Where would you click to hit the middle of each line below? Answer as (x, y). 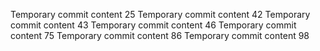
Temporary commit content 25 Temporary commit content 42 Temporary (160, 14)
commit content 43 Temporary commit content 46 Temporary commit (153, 25)
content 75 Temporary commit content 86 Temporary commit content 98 (160, 35)
